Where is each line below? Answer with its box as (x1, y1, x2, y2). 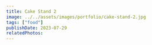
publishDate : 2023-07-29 (6, 25, 67, 31)
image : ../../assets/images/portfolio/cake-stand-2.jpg (6, 14, 146, 20)
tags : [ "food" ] (6, 19, 44, 25)
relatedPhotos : (6, 30, 44, 36)
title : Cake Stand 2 (6, 8, 57, 15)
